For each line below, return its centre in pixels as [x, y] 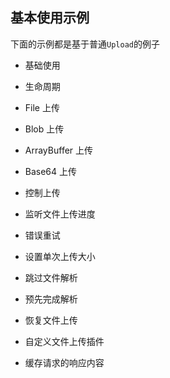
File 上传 [42, 107]
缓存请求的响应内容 [64, 362]
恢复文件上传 [51, 320]
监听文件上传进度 [60, 214]
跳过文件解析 [51, 277]
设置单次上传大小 [60, 256]
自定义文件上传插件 [64, 341]
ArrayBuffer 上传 [59, 150]
